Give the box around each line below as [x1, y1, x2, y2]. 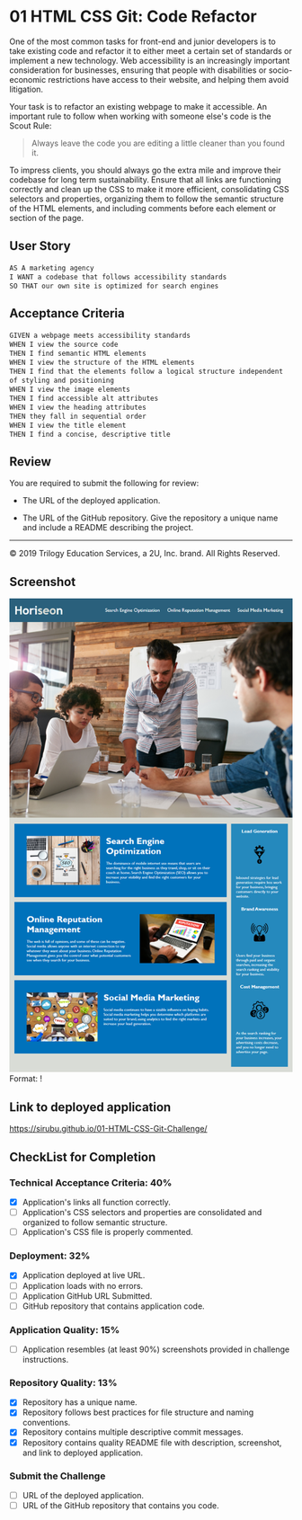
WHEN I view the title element [9, 421, 127, 430]
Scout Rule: [9, 120, 52, 131]
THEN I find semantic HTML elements [9, 349, 147, 358]
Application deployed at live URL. [22, 1270, 146, 1281]
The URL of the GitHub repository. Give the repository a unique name [22, 512, 279, 523]
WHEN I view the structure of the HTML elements [9, 358, 195, 367]
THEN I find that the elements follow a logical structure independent [9, 367, 283, 376]
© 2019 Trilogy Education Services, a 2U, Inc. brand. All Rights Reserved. [9, 548, 280, 559]
